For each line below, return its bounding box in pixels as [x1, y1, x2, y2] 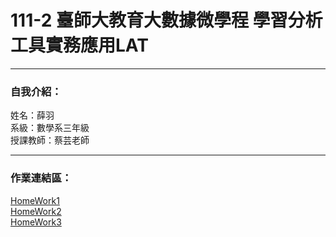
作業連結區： [10, 171, 73, 185]
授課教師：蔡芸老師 [10, 134, 90, 146]
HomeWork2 [10, 205, 62, 217]
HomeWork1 [10, 194, 60, 206]
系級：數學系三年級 [10, 122, 90, 134]
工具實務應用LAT [10, 34, 149, 57]
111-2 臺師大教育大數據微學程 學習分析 [10, 9, 323, 32]
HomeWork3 [10, 216, 62, 228]
